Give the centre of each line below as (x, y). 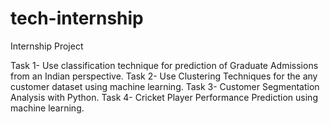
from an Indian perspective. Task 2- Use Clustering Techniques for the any (164, 76)
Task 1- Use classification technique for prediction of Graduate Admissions (164, 65)
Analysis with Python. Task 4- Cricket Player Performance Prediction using (164, 97)
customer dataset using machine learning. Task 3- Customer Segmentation (165, 86)
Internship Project (47, 46)
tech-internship (77, 18)
